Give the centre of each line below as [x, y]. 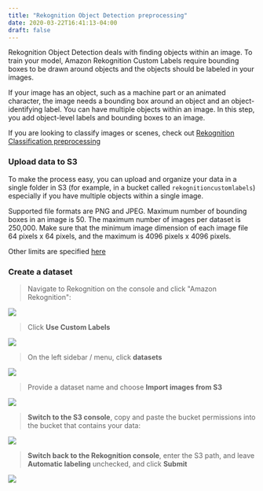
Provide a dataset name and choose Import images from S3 [124, 387]
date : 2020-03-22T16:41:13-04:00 [63, 23]
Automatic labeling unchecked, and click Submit [107, 463]
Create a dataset [40, 271]
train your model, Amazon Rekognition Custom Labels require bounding [124, 61]
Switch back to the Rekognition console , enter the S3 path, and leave [141, 455]
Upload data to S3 [43, 162]
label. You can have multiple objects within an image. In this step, [150, 109]
